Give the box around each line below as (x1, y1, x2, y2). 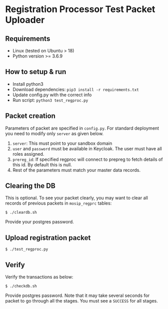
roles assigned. (12, 151, 44, 157)
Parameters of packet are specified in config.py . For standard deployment (5, 125, 159, 131)
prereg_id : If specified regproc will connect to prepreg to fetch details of (12, 156, 163, 162)
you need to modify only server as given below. (5, 130, 104, 137)
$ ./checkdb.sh (5, 284, 37, 289)
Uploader (5, 14, 45, 26)
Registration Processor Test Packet (5, 4, 155, 15)
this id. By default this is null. (12, 161, 72, 167)
